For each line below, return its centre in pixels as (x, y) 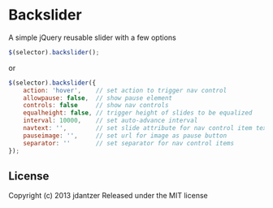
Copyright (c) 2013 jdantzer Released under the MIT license (108, 196)
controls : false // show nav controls (96, 106)
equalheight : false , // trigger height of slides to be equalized (138, 113)
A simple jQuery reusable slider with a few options (92, 37)
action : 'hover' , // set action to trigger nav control (125, 90)
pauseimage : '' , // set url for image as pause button (125, 136)
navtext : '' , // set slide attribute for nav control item (138, 128)
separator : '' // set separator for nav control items (128, 143)
